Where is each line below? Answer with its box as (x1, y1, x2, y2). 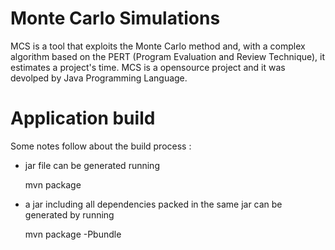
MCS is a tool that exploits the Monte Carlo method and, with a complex (10, 40, 306, 52)
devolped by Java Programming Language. (10, 72, 188, 84)
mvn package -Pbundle (24, 228, 122, 240)
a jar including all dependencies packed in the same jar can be (24, 198, 283, 210)
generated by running (24, 208, 115, 221)
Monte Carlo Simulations (10, 7, 221, 30)
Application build (10, 107, 156, 130)
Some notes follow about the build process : (10, 140, 192, 152)
